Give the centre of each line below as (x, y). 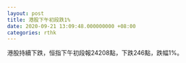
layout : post (26, 13)
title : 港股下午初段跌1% (39, 20)
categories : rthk (32, 33)
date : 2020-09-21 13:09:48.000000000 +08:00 (71, 26)
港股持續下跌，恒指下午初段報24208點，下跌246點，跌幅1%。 (95, 53)
